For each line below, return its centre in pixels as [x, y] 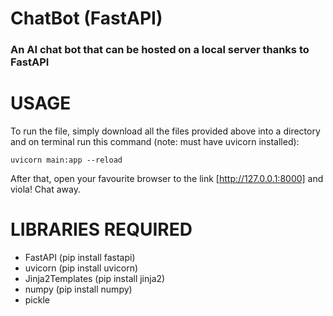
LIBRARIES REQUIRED [101, 229]
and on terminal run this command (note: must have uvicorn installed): [155, 142]
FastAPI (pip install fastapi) [80, 257]
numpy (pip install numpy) [78, 289]
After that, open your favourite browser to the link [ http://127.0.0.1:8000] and [167, 179]
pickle [37, 299]
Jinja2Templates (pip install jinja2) [95, 278]
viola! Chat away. [46, 189]
